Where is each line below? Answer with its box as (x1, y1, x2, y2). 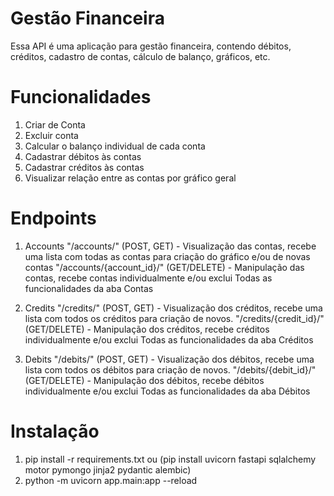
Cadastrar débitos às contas (24, 150, 142, 162)
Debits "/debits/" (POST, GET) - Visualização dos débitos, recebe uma (24, 353, 315, 365)
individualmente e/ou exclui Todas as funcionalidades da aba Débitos (24, 385, 311, 397)
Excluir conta (24, 129, 79, 141)
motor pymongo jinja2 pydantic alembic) (24, 463, 192, 476)
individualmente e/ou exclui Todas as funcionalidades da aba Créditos (24, 333, 314, 346)
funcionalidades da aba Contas (24, 282, 154, 294)
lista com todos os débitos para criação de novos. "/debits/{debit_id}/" (24, 363, 317, 376)
